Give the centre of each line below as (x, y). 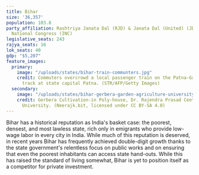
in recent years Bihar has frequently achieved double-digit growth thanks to (98, 141)
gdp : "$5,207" (24, 56)
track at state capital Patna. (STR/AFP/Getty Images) (91, 84)
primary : (22, 67)
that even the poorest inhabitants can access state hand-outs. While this (94, 154)
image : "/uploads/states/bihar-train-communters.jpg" (84, 72)
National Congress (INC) (42, 34)
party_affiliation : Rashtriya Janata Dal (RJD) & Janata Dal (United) (95, 28)
